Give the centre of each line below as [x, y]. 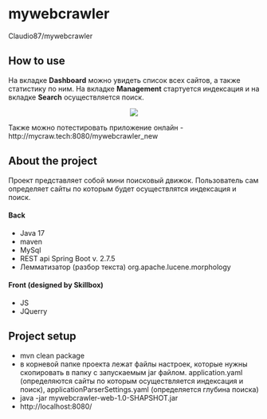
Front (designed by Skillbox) [56, 285]
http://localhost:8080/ [56, 406]
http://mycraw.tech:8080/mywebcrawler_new [83, 135]
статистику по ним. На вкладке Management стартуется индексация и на [134, 88]
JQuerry [33, 311]
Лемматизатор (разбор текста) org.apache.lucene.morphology [125, 267]
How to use [37, 61]
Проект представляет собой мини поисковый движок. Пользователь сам [133, 180]
